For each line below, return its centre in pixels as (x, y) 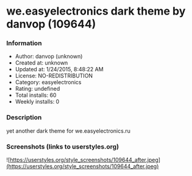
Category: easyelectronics (48, 82)
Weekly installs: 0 (37, 102)
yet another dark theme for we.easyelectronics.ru (69, 131)
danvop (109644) (51, 24)
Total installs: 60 (36, 95)
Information (24, 43)
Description (24, 118)
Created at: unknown (41, 63)
